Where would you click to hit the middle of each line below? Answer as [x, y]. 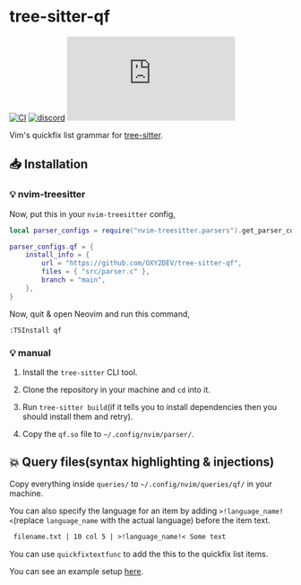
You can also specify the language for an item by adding [113, 511]
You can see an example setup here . [77, 571]
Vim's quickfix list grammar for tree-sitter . [86, 135]
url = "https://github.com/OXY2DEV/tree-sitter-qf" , [142, 263]
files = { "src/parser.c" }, [96, 272]
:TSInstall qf [36, 330]
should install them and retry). [77, 416]
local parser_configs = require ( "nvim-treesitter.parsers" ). [126, 231]
